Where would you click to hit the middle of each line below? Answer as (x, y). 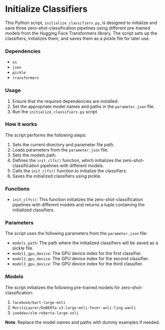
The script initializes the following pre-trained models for (63, 287)
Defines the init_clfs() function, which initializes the (67, 160)
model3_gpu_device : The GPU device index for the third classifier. (78, 264)
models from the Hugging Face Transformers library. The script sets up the (81, 33)
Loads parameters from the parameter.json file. (60, 150)
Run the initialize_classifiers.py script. (55, 111)
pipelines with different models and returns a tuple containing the (78, 205)
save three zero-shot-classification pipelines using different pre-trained (78, 28)
